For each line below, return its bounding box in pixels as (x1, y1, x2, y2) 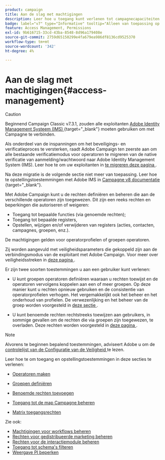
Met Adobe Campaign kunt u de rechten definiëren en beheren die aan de (5, 192, 155, 197)
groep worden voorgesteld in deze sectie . (12, 302, 99, 308)
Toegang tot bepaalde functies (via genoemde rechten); (12, 212, 126, 218)
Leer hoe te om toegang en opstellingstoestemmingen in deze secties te (5, 356, 152, 362)
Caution (5, 112, 21, 117)
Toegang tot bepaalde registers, (12, 217, 77, 223)
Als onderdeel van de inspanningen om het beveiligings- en (5, 141, 126, 147)
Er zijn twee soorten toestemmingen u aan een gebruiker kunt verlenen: (5, 267, 151, 272)
